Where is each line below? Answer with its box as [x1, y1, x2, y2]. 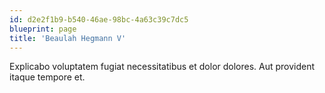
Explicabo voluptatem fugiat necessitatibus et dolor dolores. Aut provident [9, 61, 316, 73]
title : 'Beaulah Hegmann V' [9, 33, 127, 43]
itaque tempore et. [9, 71, 86, 83]
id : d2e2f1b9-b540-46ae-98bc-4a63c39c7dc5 [9, 14, 189, 25]
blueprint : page [9, 24, 77, 34]
